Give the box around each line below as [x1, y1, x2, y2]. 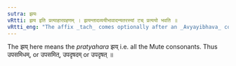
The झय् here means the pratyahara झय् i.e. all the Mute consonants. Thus [7, 43, 218, 51]
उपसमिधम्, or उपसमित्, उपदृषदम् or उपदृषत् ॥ [7, 51, 114, 59]
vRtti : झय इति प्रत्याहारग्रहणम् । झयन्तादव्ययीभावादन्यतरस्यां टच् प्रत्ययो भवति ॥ [7, 17, 178, 24]
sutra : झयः [7, 10, 37, 18]
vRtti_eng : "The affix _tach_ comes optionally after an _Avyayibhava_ [7, 23, 221, 30]
